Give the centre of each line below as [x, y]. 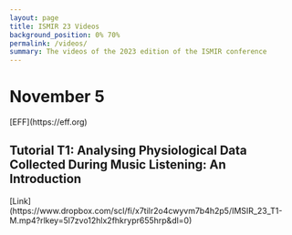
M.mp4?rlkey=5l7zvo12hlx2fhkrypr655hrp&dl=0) [101, 220]
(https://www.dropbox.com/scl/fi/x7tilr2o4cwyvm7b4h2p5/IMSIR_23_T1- [146, 210]
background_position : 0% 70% [65, 35]
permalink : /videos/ [49, 43]
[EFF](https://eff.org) [49, 122]
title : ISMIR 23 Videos [55, 26]
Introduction [46, 179]
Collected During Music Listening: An [118, 165]
